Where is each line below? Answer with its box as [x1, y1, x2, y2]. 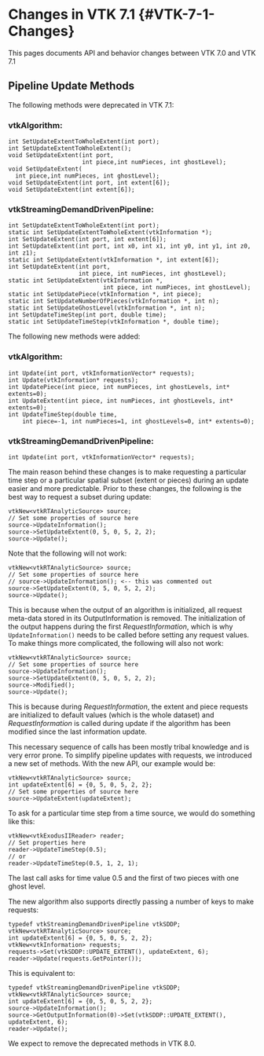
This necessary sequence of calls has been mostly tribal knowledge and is [8, 742, 250, 751]
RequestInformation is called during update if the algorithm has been [8, 718, 231, 728]
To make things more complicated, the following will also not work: [8, 638, 224, 647]
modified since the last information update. [8, 727, 148, 736]
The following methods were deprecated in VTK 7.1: [8, 100, 174, 109]
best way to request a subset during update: [8, 492, 152, 501]
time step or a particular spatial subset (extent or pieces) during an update [8, 475, 249, 485]
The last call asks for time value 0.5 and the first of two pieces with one [8, 873, 240, 882]
